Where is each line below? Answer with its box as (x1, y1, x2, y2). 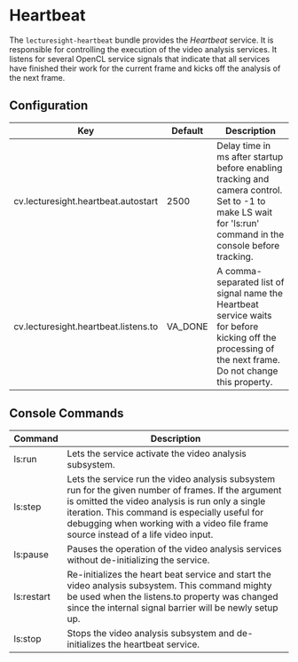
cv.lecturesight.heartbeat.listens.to (13, 320, 159, 333)
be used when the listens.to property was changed (67, 590, 278, 603)
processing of (216, 343, 275, 355)
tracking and (216, 172, 270, 185)
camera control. (216, 184, 283, 196)
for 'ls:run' (216, 217, 260, 229)
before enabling (216, 162, 283, 174)
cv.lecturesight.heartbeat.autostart (13, 194, 158, 207)
